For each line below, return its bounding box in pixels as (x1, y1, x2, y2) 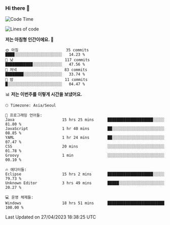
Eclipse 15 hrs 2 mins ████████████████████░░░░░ (5, 172, 165, 177)
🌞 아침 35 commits (5, 48, 89, 53)
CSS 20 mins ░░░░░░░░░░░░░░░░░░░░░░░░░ (5, 144, 165, 149)
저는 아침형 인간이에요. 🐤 (5, 37, 54, 43)
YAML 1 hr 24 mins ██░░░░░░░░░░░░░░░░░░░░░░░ (5, 135, 165, 140)
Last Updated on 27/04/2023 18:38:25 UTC (5, 214, 96, 220)
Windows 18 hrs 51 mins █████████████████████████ (5, 201, 165, 206)
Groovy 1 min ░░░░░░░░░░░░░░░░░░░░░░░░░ (5, 153, 165, 158)
